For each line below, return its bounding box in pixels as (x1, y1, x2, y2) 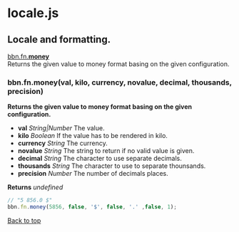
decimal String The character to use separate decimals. (17, 154, 182, 163)
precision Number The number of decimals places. (17, 169, 169, 178)
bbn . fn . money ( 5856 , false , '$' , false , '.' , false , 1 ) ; (7, 204, 177, 211)
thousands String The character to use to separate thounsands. (17, 162, 206, 170)
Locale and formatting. (7, 33, 111, 46)
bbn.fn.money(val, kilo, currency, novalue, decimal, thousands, (7, 77, 232, 87)
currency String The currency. (17, 139, 108, 147)
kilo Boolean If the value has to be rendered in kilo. (17, 132, 168, 140)
